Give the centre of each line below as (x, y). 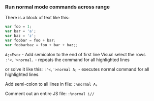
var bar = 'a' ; (21, 31)
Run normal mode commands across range (57, 7)
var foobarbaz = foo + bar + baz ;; (42, 45)
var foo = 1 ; (18, 27)
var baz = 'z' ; (21, 36)
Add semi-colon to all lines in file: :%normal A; (52, 84)
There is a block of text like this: (37, 18)
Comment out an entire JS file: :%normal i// (50, 93)
